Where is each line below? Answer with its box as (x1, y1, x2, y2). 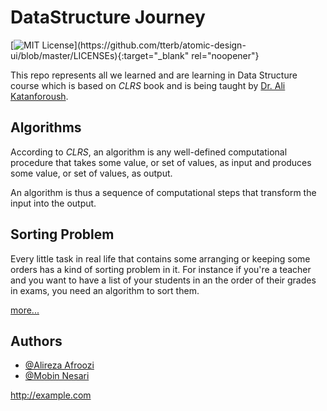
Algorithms (10, 119, 82, 136)
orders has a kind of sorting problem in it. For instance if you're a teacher (10, 263, 312, 275)
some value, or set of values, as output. (10, 167, 173, 179)
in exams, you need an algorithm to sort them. (10, 284, 200, 296)
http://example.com (10, 389, 92, 401)
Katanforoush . (10, 90, 69, 102)
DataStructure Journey (10, 6, 206, 29)
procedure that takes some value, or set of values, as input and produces (10, 156, 312, 168)
